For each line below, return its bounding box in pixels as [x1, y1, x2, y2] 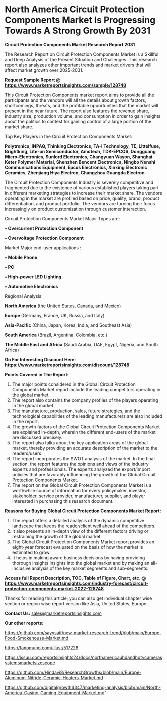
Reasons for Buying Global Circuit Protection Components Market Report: [5, 508, 161, 514]
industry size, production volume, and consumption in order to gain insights [5, 113, 161, 119]
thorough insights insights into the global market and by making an [12, 560, 150, 566]
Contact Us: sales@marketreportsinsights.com [5, 610, 102, 616]
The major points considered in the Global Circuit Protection [12, 381, 136, 387]
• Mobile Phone [5, 254, 38, 260]
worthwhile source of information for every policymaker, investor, [12, 487, 147, 493]
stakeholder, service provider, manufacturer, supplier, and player [12, 493, 146, 499]
